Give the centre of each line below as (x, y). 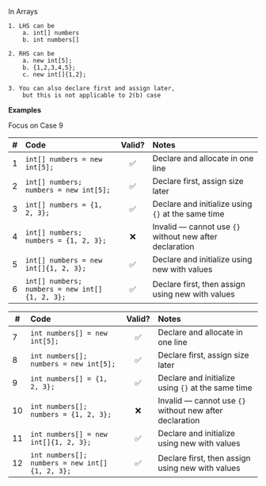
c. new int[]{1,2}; (55, 75)
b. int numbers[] (51, 40)
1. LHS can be (32, 26)
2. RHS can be (32, 54)
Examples (25, 110)
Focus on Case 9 (36, 125)
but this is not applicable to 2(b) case (91, 95)
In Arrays (23, 11)
